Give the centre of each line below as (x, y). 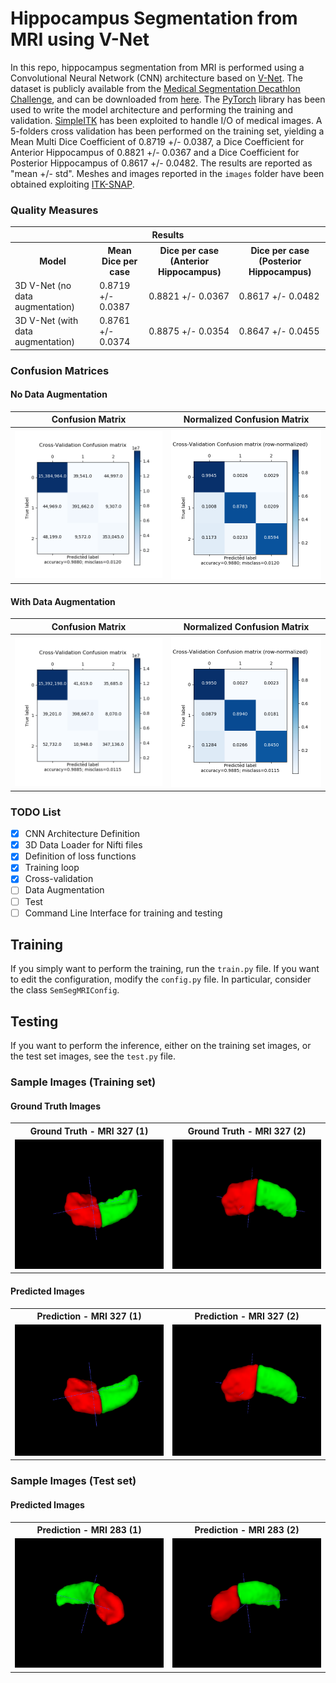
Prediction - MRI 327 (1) (89, 1316)
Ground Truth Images (56, 1106)
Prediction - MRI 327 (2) (247, 1316)
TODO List (36, 812)
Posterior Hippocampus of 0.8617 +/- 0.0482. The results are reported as (161, 163)
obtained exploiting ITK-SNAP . (72, 184)
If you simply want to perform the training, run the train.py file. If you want (165, 969)
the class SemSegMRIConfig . (65, 990)
